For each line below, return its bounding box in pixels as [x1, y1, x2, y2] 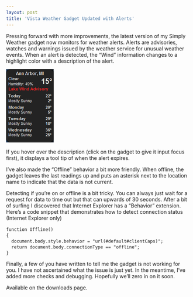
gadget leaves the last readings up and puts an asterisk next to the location [6, 172, 187, 179]
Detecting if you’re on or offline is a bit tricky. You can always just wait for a [6, 189, 188, 196]
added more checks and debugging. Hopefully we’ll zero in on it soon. [6, 272, 175, 279]
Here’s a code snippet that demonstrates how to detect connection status [6, 208, 183, 215]
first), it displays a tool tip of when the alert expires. [6, 154, 130, 161]
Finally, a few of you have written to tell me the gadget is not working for [6, 260, 180, 267]
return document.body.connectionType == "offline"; [11, 244, 140, 250]
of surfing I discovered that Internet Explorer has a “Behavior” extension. [6, 202, 181, 209]
